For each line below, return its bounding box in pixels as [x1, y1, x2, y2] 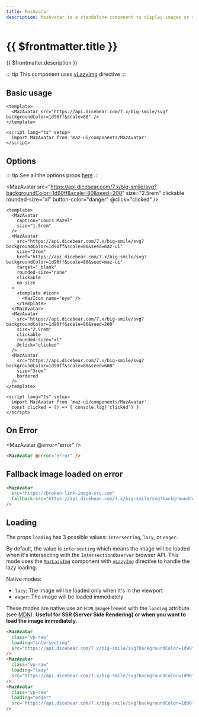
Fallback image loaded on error [6, 469, 123, 479]
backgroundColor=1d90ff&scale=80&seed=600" [6, 363, 115, 369]
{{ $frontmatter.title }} [6, 40, 118, 53]
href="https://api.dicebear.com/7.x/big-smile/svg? [17, 254, 147, 260]
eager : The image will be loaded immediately [14, 593, 124, 600]
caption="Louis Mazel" [17, 217, 73, 224]
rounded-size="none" [17, 270, 68, 276]
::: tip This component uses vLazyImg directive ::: [6, 71, 126, 78]
